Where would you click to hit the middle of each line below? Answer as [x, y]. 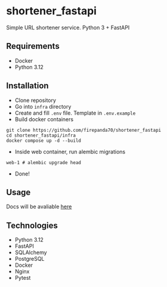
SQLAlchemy [31, 252]
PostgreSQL [30, 259]
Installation [27, 86]
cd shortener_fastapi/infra [41, 135]
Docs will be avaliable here [39, 206]
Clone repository [35, 100]
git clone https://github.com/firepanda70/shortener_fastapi [84, 130]
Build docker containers [44, 119]
